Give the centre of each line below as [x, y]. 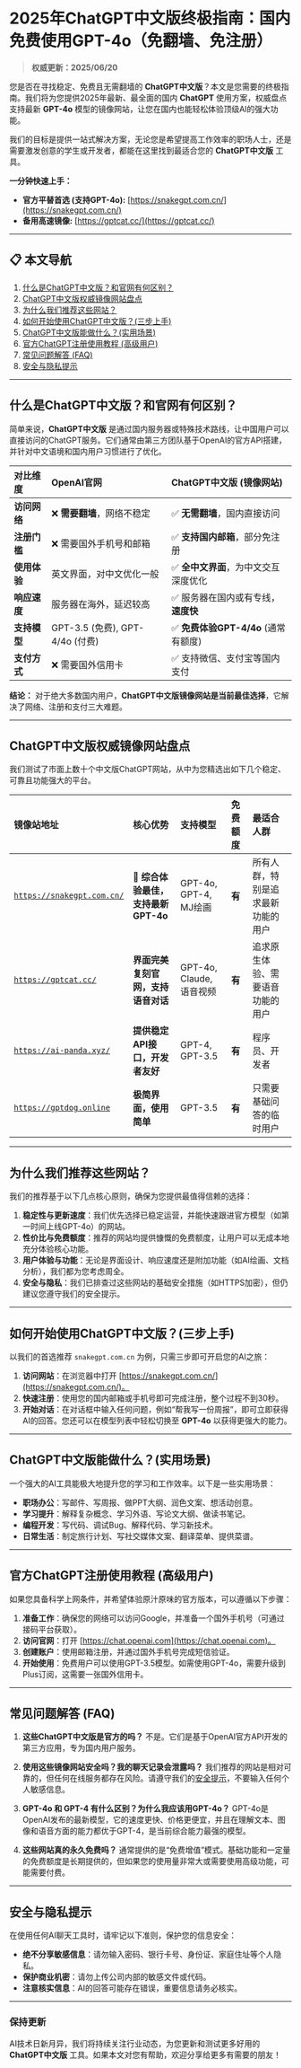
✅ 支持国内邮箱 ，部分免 [221, 537]
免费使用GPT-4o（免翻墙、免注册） [141, 41]
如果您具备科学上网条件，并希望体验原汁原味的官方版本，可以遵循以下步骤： [150, 1598]
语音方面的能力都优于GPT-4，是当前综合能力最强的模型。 [144, 1831]
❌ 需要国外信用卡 [87, 664]
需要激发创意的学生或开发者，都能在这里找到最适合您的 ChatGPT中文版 [142, 150]
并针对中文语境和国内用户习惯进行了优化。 [88, 451]
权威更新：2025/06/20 [74, 67]
